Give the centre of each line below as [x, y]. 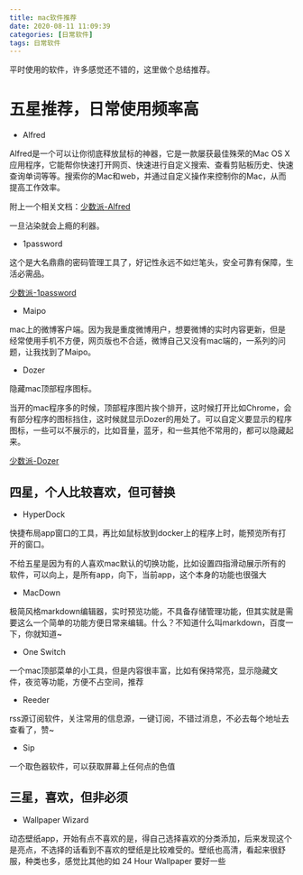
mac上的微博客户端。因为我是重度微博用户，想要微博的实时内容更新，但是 [148, 329]
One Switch [44, 652]
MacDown [41, 593]
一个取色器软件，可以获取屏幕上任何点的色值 [92, 766]
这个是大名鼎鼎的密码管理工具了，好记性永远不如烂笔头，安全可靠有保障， [147, 262]
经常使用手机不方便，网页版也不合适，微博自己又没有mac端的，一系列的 [144, 341]
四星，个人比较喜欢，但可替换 [92, 492]
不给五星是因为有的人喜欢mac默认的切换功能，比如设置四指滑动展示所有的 [148, 563]
